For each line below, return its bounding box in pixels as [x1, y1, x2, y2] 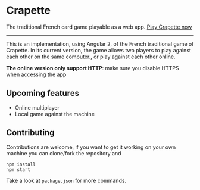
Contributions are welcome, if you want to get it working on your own [6, 144, 176, 151]
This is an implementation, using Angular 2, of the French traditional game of [6, 40, 194, 48]
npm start [6, 166, 31, 173]
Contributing [6, 127, 55, 138]
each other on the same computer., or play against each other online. [6, 53, 176, 60]
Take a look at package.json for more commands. [6, 177, 127, 184]
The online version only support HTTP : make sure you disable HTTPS [6, 64, 180, 71]
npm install [6, 161, 36, 167]
